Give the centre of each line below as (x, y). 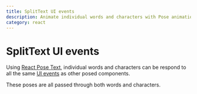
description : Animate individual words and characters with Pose (87, 17)
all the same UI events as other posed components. (68, 74)
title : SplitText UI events (40, 11)
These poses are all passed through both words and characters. (84, 85)
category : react (26, 22)
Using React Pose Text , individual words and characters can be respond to (96, 67)
